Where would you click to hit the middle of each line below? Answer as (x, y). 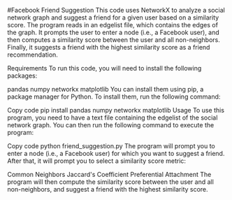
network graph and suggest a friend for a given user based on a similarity (113, 17)
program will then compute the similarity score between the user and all (111, 182)
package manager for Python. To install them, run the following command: (114, 97)
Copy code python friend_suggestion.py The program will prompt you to (111, 146)
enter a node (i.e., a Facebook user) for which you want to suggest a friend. (116, 153)
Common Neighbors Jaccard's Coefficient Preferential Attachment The (109, 174)
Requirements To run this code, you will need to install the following (104, 68)
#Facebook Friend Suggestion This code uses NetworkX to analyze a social (116, 10)
